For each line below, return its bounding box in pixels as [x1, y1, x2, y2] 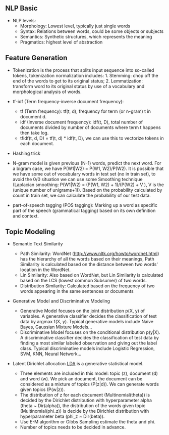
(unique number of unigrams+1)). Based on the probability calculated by [12, 187, 162, 193]
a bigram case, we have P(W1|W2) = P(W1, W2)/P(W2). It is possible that [12, 165, 164, 171]
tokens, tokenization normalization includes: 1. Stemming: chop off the [12, 72, 158, 78]
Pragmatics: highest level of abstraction [20, 39, 103, 45]
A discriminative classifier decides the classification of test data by [20, 335, 159, 341]
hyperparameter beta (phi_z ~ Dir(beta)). [20, 413, 105, 419]
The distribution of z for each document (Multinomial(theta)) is [20, 392, 150, 398]
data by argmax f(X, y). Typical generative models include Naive [20, 319, 154, 325]
